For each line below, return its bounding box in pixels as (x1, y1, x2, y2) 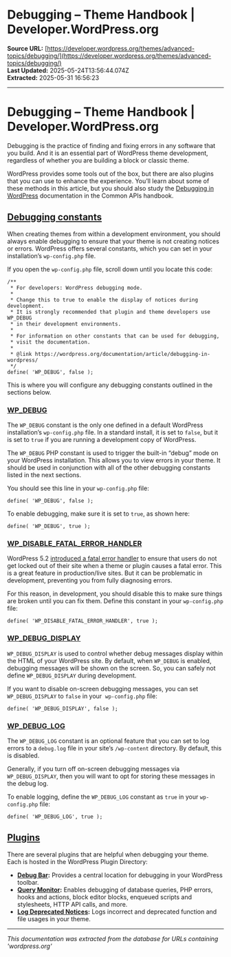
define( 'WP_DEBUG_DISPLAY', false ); (7, 705, 118, 712)
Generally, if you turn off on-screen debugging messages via (7, 764, 180, 772)
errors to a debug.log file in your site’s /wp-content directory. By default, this (7, 744, 222, 752)
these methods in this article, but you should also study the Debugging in (7, 184, 214, 192)
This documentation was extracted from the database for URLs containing (7, 934, 219, 943)
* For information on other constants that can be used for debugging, (10, 333, 220, 339)
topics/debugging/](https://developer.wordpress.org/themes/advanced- (7, 52, 212, 60)
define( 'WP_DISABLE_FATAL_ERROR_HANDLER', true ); (7, 618, 158, 624)
